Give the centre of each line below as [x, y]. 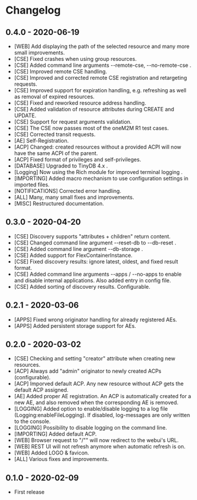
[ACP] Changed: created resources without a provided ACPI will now [98, 147]
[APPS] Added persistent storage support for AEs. [75, 325]
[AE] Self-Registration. [41, 141]
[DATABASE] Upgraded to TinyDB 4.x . [61, 166]
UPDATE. [25, 115]
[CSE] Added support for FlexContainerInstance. [73, 255]
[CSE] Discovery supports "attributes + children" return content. [92, 236]
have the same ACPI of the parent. [56, 153]
